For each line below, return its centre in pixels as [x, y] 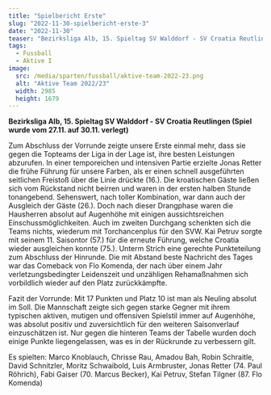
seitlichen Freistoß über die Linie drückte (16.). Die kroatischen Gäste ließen [134, 180]
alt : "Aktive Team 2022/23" [63, 83]
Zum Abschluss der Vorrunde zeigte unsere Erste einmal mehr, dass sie [127, 145]
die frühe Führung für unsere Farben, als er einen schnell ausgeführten [126, 171]
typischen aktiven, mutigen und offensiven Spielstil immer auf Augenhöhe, [132, 316]
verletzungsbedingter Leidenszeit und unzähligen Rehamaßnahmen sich [128, 275]
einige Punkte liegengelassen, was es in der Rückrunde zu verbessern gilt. [132, 342]
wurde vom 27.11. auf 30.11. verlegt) [69, 130]
